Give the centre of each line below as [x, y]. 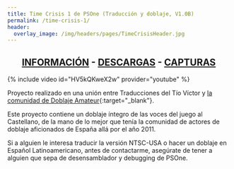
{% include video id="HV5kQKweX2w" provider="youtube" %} [99, 79]
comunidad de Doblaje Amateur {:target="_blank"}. [81, 100]
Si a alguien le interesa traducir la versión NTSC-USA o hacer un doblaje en [117, 143]
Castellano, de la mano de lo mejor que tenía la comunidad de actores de [114, 122]
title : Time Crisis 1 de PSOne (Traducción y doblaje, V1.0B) [101, 14]
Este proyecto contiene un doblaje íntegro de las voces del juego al [105, 115]
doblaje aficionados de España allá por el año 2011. [82, 129]
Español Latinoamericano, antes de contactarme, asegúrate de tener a [110, 151]
